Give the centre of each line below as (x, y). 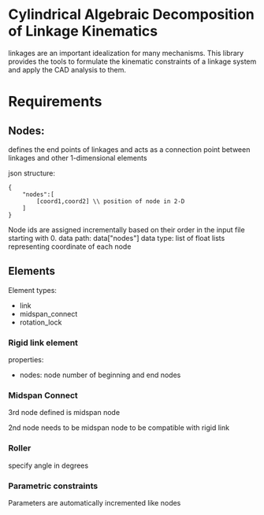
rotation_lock (41, 322)
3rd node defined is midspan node (64, 413)
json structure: (32, 173)
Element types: (33, 290)
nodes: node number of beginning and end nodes (100, 375)
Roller (20, 448)
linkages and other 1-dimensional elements (78, 157)
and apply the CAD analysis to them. (67, 69)
